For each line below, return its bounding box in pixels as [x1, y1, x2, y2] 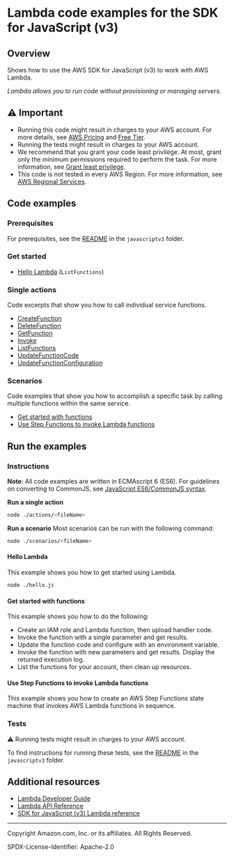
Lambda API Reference [17, 802, 84, 810]
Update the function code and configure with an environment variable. [17, 641, 219, 649]
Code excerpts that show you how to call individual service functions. [7, 301, 207, 309]
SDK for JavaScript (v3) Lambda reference [17, 809, 141, 818]
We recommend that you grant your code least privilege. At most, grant [17, 148, 221, 156]
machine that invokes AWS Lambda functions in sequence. [7, 702, 176, 710]
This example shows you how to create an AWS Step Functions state [7, 694, 204, 703]
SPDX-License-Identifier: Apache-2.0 [7, 843, 115, 851]
